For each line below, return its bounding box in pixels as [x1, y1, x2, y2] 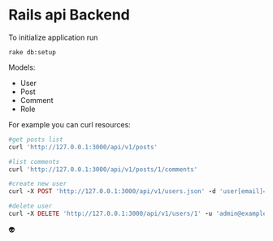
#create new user [8, 180, 67, 188]
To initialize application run [8, 32, 98, 42]
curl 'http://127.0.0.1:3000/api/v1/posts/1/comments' [8, 165, 198, 174]
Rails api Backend [8, 6, 130, 24]
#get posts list [8, 136, 63, 144]
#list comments [8, 157, 60, 166]
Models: [8, 62, 36, 72]
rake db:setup [8, 48, 57, 56]
